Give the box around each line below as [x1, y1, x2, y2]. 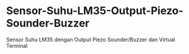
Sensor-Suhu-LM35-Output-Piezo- [6, 4, 184, 18]
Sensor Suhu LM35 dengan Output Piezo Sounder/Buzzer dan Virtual [6, 36, 175, 43]
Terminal [6, 42, 28, 49]
